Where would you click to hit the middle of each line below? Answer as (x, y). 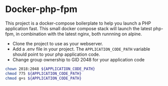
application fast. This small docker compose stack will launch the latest (79, 28)
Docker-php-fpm (41, 9)
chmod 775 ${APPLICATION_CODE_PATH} (43, 73)
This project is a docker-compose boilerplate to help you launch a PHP (78, 23)
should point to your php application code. (56, 54)
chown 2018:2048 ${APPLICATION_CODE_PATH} (50, 69)
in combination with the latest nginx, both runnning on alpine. (79, 34)
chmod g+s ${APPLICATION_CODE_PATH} (43, 78)
